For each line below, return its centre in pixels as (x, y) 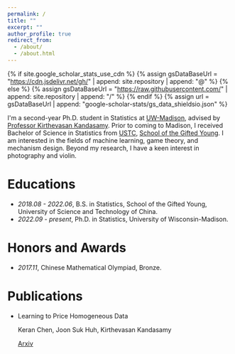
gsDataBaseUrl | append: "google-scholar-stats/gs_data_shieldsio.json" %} (118, 104)
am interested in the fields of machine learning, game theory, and (103, 140)
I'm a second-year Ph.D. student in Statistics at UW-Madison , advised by (114, 117)
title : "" (22, 21)
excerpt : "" (25, 27)
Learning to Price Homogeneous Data (73, 316)
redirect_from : (30, 41)
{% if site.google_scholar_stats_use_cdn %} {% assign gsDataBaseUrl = (113, 74)
